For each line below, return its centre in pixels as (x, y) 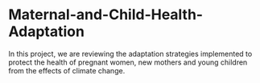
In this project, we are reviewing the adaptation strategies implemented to (130, 53)
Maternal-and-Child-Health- (106, 15)
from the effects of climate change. (67, 70)
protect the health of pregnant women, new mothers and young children (128, 62)
